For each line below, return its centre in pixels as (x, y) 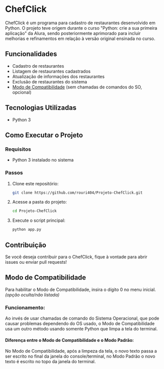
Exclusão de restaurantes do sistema (49, 82)
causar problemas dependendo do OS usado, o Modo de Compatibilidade (80, 324)
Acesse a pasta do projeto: (40, 202)
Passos (14, 173)
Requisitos (18, 149)
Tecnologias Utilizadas (41, 108)
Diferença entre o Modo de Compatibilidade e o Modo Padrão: (69, 340)
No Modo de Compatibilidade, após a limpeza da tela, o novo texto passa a (81, 351)
